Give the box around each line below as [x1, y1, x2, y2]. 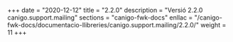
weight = [200, 21, 227, 29]
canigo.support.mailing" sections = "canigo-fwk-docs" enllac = [7, 13, 193, 22]
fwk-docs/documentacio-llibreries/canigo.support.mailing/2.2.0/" [7, 21, 200, 29]
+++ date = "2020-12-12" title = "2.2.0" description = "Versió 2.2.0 [7, 6, 203, 14]
